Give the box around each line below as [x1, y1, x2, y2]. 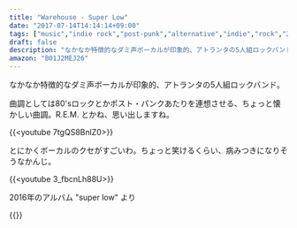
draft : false [9, 37, 57, 47]
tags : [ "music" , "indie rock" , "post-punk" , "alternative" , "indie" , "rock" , [9, 29, 283, 38]
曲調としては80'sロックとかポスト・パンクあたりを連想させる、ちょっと [9, 98, 274, 109]
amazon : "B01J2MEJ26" [9, 54, 89, 63]
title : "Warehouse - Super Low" [9, 12, 128, 22]
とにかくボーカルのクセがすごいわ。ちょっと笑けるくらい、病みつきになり [9, 145, 280, 156]
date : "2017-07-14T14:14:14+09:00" [9, 21, 141, 30]
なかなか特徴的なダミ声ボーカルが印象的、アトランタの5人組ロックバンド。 [9, 80, 286, 89]
